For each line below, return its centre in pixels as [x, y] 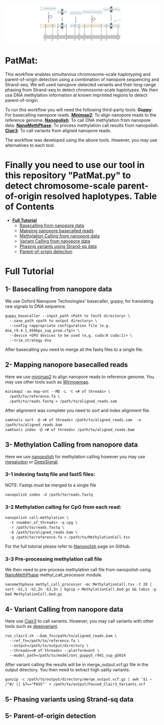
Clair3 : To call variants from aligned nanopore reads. [58, 130]
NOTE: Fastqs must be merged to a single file [51, 485]
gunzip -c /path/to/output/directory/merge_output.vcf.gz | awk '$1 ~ [79, 679]
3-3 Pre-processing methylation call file [54, 559]
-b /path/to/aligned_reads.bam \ [44, 532]
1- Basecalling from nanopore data [59, 289]
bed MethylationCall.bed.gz [34, 594]
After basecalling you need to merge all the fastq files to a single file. [74, 349]
